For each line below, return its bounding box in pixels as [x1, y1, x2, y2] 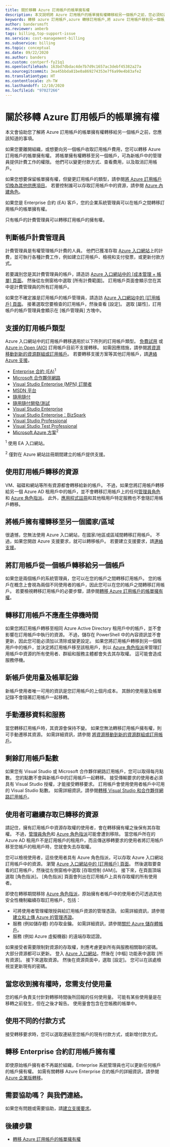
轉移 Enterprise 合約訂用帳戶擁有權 [5, 1047, 115, 1056]
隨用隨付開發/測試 [12, 400, 50, 406]
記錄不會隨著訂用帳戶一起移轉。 [5, 694, 72, 700]
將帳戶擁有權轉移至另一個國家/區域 [5, 517, 115, 526]
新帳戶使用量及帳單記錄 [5, 673, 78, 682]
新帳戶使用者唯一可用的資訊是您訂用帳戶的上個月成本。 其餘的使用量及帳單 [5, 688, 162, 694]
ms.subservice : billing [5, 41, 56, 46]
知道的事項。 [9, 135, 36, 141]
